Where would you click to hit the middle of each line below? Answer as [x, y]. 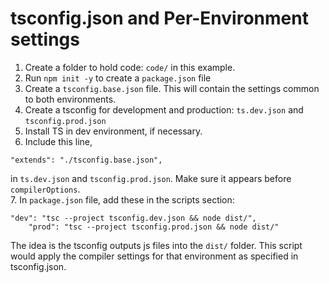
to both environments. [70, 99]
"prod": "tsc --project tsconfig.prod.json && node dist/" [154, 227]
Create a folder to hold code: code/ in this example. [130, 67]
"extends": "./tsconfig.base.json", [86, 160]
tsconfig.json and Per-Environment [159, 18]
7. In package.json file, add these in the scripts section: [122, 199]
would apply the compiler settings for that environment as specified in [154, 256]
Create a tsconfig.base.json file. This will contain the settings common [172, 88]
